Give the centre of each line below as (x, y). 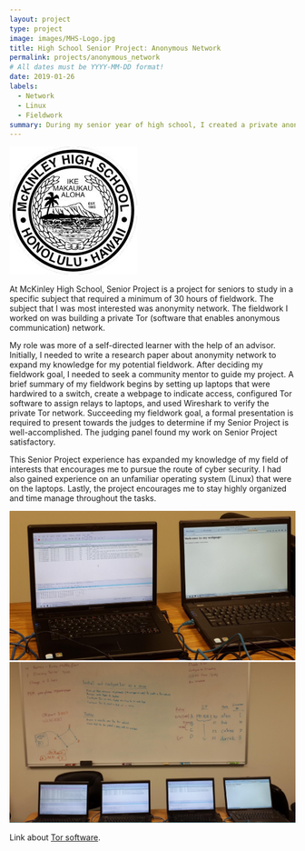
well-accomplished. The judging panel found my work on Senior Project (143, 433)
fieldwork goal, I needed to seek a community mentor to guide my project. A (152, 375)
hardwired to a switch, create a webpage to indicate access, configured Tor (151, 394)
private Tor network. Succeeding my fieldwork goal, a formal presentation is (152, 413)
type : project (36, 29)
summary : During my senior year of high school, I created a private (144, 125)
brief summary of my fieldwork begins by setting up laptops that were (140, 384)
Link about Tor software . (55, 837)
